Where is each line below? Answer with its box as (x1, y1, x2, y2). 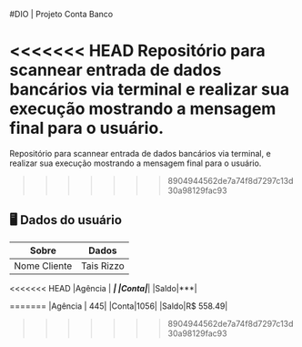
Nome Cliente (14, 260, 73, 272)
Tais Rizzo (80, 260, 125, 272)
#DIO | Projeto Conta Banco (9, 9, 114, 19)
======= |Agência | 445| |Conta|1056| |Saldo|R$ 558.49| (9, 301, 228, 311)
